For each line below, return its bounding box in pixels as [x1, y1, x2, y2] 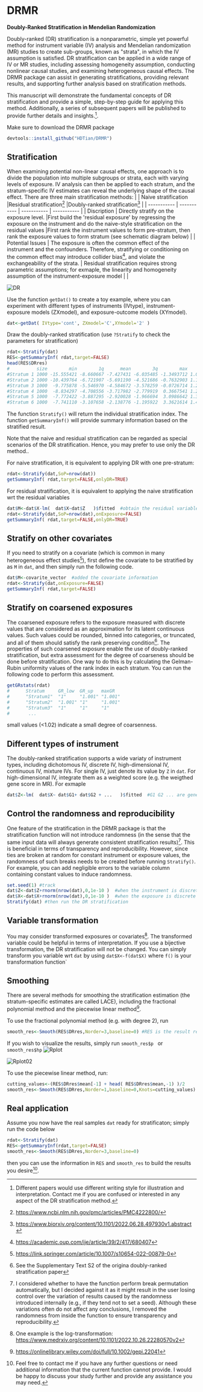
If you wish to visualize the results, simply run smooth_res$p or [7, 1040, 163, 1047]
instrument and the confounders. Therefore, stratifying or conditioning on [7, 245, 189, 253]
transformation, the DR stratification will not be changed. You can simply [7, 945, 187, 952]
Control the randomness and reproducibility [7, 808, 175, 819]
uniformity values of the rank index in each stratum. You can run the [22, 664, 192, 672]
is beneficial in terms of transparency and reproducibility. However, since [7, 844, 189, 852]
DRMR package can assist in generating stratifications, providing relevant [7, 73, 189, 81]
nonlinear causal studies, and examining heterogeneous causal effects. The [7, 67, 195, 74]
